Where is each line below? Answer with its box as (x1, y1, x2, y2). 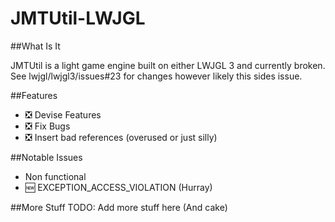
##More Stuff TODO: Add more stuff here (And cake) (10, 201, 228, 213)
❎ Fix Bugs (24, 120, 71, 132)
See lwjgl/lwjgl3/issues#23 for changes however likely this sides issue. (10, 70, 303, 82)
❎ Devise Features (24, 108, 102, 121)
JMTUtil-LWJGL (10, 7, 146, 30)
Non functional (24, 170, 87, 182)
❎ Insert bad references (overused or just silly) (24, 131, 218, 143)
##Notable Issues (10, 151, 83, 163)
